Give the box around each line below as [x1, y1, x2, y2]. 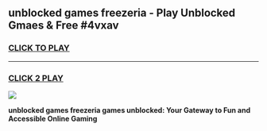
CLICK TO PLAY [8, 43, 70, 54]
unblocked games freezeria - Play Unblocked [8, 6, 236, 20]
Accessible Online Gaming [8, 114, 98, 123]
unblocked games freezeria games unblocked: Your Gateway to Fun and [8, 105, 251, 114]
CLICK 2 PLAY [8, 72, 64, 83]
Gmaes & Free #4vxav [8, 19, 119, 33]
